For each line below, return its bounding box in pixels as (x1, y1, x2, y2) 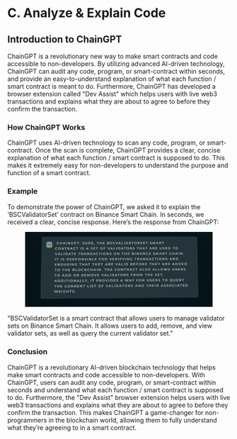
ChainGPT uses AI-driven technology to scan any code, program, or (7, 138, 206, 147)
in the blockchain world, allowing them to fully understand (48, 416, 217, 424)
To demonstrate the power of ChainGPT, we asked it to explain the (7, 202, 201, 211)
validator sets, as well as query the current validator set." (7, 329, 173, 338)
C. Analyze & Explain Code (7, 5, 166, 21)
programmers (7, 416, 47, 424)
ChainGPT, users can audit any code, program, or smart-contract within (7, 378, 216, 387)
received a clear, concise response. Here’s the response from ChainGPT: (7, 218, 219, 226)
